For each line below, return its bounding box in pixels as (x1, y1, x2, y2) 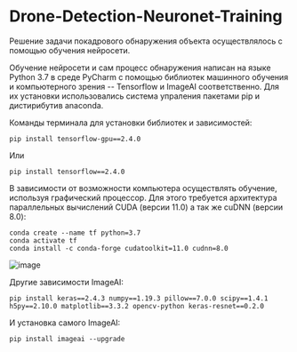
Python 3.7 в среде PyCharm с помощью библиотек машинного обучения (9, 71, 289, 82)
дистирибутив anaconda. (9, 100, 104, 110)
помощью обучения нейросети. (9, 44, 131, 55)
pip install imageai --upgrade (9, 334, 125, 343)
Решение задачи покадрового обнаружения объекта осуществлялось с (9, 36, 283, 46)
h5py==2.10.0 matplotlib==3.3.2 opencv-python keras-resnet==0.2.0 (9, 301, 265, 310)
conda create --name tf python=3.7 (9, 228, 141, 237)
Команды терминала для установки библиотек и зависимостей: (9, 117, 253, 128)
